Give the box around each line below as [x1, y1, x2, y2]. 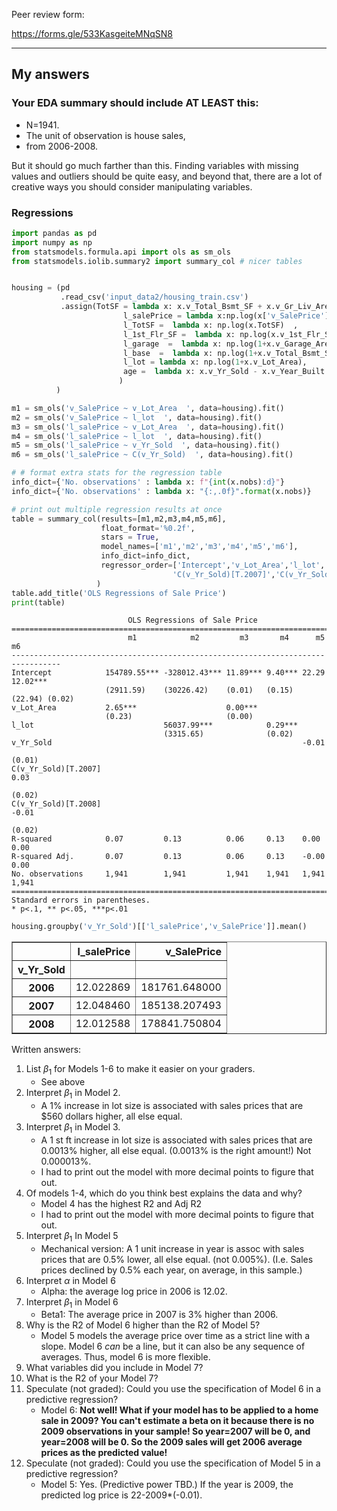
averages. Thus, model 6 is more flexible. [40, 1351, 211, 1363]
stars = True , [100, 532, 160, 543]
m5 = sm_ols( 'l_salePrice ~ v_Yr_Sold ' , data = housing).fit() [11, 440, 281, 451]
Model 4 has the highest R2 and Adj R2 [40, 1197, 202, 1209]
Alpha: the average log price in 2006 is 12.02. [40, 1285, 228, 1297]
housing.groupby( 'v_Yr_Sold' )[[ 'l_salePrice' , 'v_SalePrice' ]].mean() [11, 922, 308, 932]
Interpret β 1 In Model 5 [25, 1229, 119, 1244]
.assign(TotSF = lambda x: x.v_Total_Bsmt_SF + [60, 302, 263, 312]
